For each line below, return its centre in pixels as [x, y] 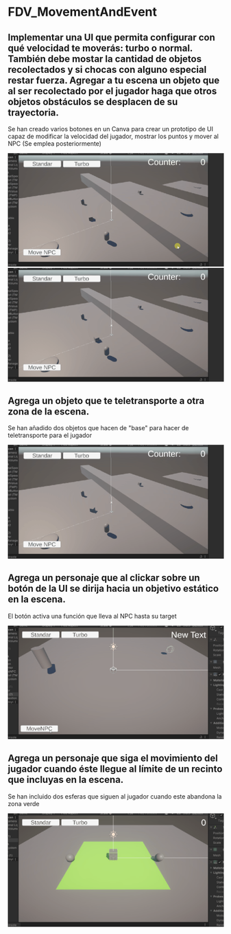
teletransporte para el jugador [50, 435]
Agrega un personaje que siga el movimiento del [113, 758]
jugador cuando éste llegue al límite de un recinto [115, 769]
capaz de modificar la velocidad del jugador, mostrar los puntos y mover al [113, 136]
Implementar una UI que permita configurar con [111, 37]
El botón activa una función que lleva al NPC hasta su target [92, 616]
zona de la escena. [49, 411]
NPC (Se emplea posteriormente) [55, 144]
